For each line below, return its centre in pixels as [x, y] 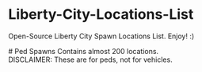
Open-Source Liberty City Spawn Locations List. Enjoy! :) [101, 36]
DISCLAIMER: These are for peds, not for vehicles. [90, 59]
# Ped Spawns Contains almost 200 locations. [84, 51]
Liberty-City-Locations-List [101, 14]
